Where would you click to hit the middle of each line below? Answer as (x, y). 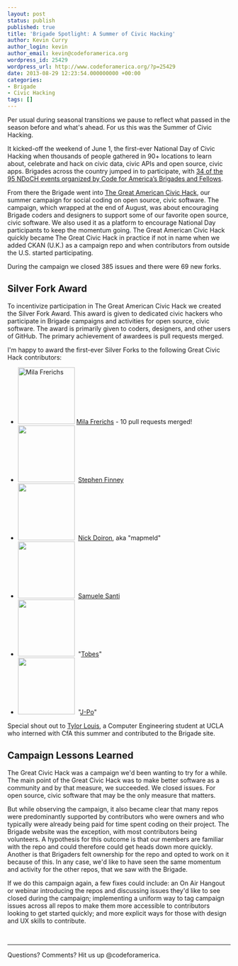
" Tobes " (90, 654)
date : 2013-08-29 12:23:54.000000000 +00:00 (74, 73)
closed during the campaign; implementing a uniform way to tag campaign (116, 898)
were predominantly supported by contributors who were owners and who (116, 816)
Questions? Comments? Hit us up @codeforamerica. (84, 955)
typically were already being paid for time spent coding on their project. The (118, 824)
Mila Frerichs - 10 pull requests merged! (134, 421)
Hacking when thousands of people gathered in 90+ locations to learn (110, 156)
